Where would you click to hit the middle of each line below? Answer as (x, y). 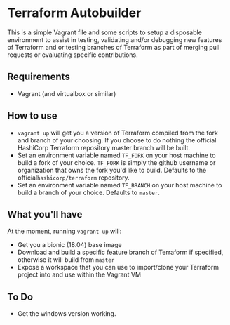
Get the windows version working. (67, 314)
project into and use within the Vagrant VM (79, 274)
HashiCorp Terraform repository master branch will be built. (104, 147)
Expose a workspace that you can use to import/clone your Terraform (118, 267)
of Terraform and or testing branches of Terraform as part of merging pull (114, 47)
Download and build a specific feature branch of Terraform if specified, (120, 252)
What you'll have (45, 214)
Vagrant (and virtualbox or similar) (67, 93)
